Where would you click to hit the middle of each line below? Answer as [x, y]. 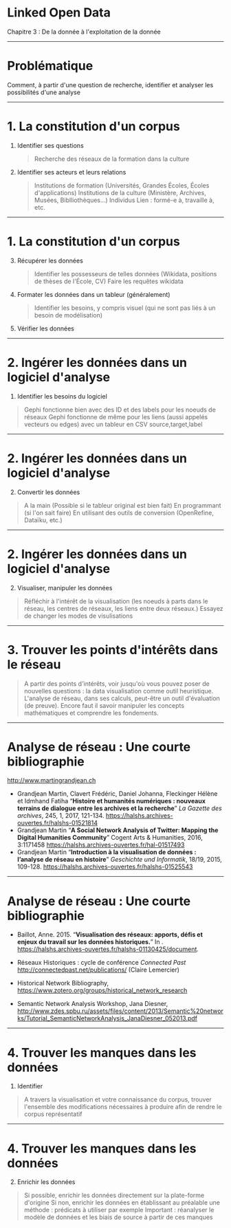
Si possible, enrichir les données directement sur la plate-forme [114, 1195]
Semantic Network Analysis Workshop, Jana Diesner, [92, 1004]
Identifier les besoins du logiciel [62, 396]
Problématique [50, 66]
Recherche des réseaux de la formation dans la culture [112, 159]
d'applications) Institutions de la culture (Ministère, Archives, [120, 192]
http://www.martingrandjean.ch [52, 781]
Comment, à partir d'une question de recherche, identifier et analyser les [110, 85]
